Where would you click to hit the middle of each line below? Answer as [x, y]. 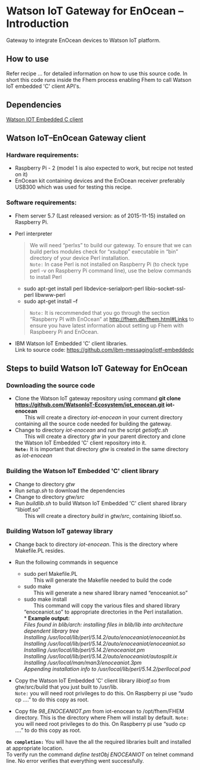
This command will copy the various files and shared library [107, 605]
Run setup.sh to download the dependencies [70, 490]
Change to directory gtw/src [50, 496]
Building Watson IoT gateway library [60, 531]
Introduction [38, 24]
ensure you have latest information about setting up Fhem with [107, 325]
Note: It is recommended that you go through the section [100, 312]
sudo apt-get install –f [51, 301]
